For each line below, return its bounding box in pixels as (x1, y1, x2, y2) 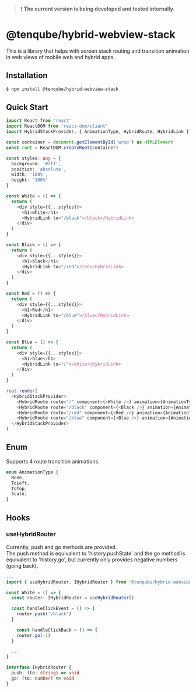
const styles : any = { (6, 155, 61, 161)
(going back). (6, 562, 38, 569)
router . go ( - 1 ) (16, 632, 51, 638)
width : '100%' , (11, 172, 48, 178)
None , (11, 475, 25, 480)
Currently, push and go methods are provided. (6, 543, 117, 550)
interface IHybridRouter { (6, 664, 72, 670)
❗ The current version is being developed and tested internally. (20, 5, 175, 12)
